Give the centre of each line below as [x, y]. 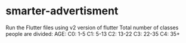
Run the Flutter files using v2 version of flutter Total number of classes [92, 27]
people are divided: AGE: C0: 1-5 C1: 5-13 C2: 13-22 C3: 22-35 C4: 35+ [93, 33]
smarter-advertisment [62, 11]
